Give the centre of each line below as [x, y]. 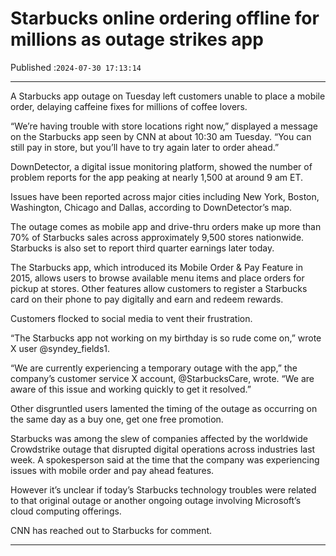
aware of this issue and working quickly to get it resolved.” [131, 389]
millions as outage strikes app [137, 39]
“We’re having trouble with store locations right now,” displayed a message [164, 126]
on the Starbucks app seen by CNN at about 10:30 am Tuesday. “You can [161, 136]
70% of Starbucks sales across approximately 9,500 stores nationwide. [157, 237]
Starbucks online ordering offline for [165, 18]
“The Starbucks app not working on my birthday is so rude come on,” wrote [166, 338]
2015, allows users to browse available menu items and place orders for [157, 278]
